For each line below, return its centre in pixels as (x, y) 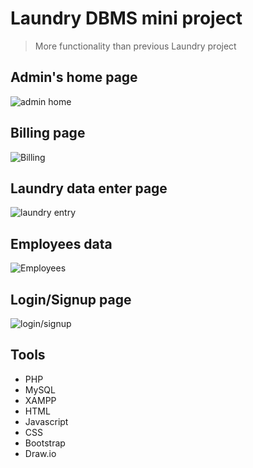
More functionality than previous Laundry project (135, 46)
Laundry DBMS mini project (126, 18)
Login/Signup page (71, 299)
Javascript (46, 421)
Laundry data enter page (89, 188)
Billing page (48, 133)
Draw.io (40, 453)
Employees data (61, 243)
